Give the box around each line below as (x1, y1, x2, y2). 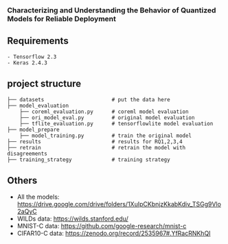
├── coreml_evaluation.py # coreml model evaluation (19, 108, 189, 115)
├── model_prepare (7, 126, 60, 133)
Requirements (7, 35, 69, 47)
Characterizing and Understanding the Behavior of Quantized (7, 5, 216, 15)
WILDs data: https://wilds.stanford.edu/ (16, 215, 128, 223)
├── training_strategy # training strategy (7, 156, 170, 163)
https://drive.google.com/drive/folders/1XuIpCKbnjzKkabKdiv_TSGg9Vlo (16, 200, 222, 208)
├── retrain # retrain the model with (7, 144, 186, 151)
